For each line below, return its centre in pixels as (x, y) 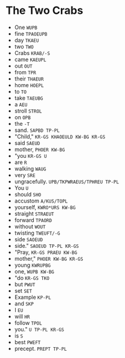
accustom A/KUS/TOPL (41, 201)
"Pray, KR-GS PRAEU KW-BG (46, 252)
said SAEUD (27, 143)
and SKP (24, 304)
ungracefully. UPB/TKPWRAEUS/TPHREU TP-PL (66, 181)
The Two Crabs (44, 11)
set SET (23, 290)
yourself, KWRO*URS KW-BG (45, 207)
